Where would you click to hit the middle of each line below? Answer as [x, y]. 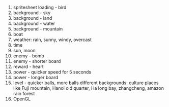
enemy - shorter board [37, 61]
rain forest [24, 94]
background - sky [32, 13]
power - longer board [36, 77]
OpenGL [22, 99]
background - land [33, 18]
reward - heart [28, 66]
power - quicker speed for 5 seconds [52, 72]
